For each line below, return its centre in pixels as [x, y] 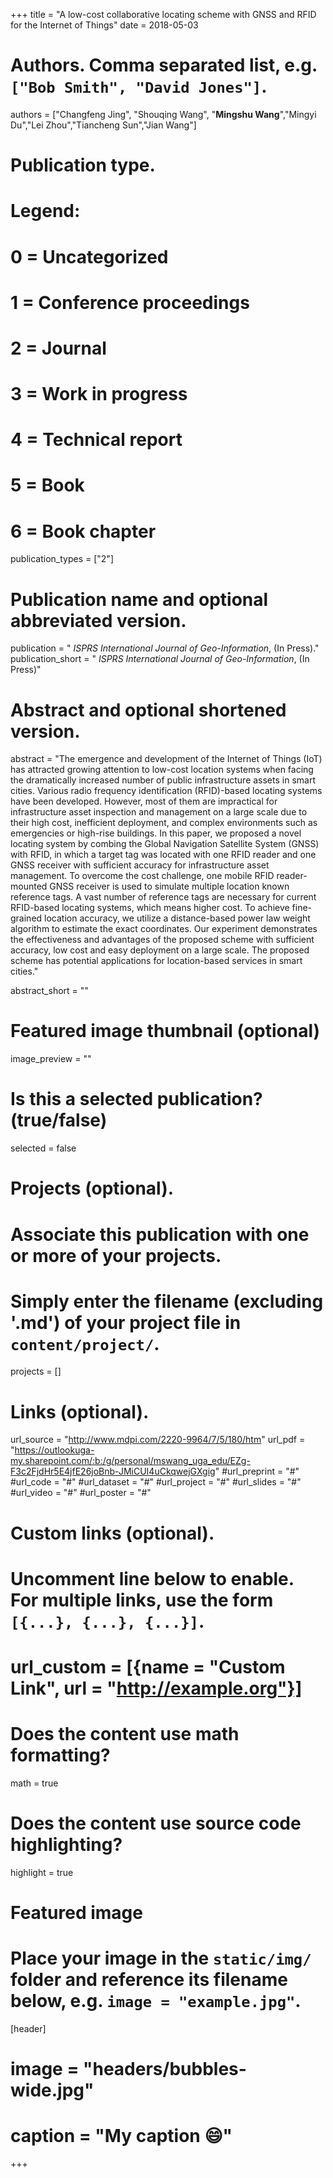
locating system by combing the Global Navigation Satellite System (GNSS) [165, 844]
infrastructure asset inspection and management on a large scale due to [159, 812]
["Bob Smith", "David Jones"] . [139, 86]
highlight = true [42, 1872]
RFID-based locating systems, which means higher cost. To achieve [150, 908]
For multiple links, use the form [142, 1600]
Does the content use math [125, 1734]
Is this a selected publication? [136, 1099]
